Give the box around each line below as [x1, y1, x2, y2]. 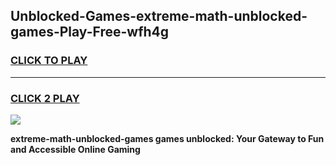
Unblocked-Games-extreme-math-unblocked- [10, 8, 308, 25]
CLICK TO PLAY [10, 54, 88, 68]
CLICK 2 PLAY [10, 91, 80, 105]
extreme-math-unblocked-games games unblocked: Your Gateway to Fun [10, 132, 325, 144]
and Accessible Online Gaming [10, 143, 141, 155]
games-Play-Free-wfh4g [10, 24, 170, 41]
